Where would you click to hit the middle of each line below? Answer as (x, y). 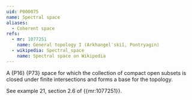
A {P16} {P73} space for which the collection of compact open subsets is (96, 73)
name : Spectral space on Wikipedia (61, 56)
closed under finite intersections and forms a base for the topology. (89, 79)
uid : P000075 (22, 12)
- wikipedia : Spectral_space (48, 51)
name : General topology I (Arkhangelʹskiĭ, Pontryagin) (88, 45)
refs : (13, 34)
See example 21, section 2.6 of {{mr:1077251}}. (64, 90)
